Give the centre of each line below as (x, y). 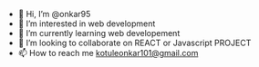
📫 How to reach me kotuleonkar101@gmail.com (108, 53)
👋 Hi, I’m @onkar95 (54, 14)
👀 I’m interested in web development (87, 24)
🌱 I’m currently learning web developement (99, 33)
